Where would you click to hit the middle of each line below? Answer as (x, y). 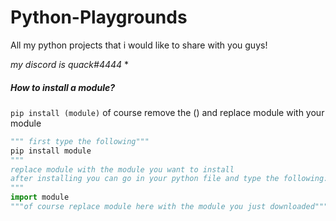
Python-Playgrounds (99, 17)
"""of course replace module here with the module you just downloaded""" (169, 207)
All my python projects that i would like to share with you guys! (139, 45)
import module (40, 197)
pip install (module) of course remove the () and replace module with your (167, 112)
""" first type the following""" (80, 141)
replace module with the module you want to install (122, 169)
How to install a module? (63, 87)
